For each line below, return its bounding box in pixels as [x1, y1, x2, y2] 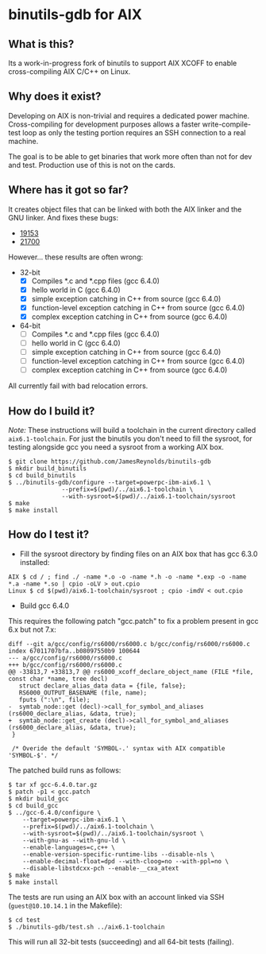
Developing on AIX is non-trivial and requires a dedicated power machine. [8, 111, 250, 120]
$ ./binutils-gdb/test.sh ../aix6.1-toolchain [8, 923, 165, 931]
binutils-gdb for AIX [8, 6, 143, 24]
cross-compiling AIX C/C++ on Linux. [8, 67, 131, 76]
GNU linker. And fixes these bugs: [8, 212, 119, 222]
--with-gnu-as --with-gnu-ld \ [22, 836, 126, 844]
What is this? [8, 37, 75, 51]
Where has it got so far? [8, 183, 129, 197]
